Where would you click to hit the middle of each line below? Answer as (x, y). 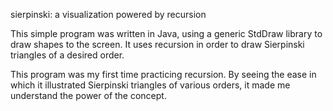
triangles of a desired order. (67, 55)
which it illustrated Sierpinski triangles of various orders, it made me (150, 85)
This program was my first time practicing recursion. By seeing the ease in (163, 74)
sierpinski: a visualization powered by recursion (108, 14)
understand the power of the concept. (88, 95)
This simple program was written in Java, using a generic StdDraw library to (166, 33)
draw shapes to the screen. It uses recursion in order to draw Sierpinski (157, 44)
